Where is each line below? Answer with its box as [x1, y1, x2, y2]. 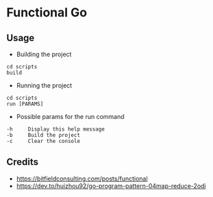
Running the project [16, 81, 73, 90]
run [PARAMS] [6, 101, 44, 107]
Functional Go [6, 5, 87, 21]
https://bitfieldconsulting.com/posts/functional [16, 174, 148, 183]
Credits [6, 156, 39, 168]
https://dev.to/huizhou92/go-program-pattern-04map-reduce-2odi [16, 181, 206, 189]
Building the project [16, 50, 72, 58]
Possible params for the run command [16, 113, 125, 120]
